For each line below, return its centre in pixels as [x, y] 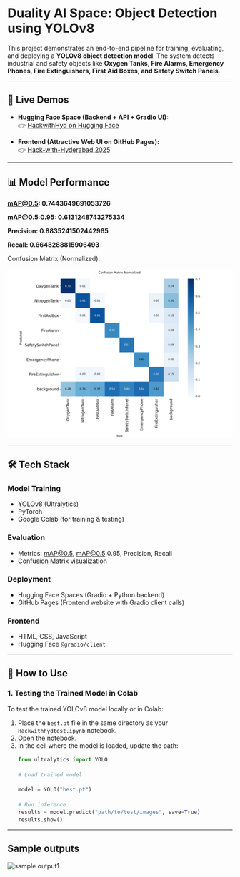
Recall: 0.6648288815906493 [54, 245]
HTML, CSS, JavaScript [52, 637]
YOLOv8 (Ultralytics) [48, 504]
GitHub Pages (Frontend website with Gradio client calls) [101, 602]
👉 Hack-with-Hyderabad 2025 [64, 149]
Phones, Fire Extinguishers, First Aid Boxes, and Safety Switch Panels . [114, 71]
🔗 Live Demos [38, 100]
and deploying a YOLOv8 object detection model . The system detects [111, 56]
